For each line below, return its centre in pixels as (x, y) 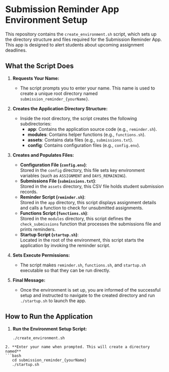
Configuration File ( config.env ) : (53, 165)
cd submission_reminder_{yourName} (49, 360)
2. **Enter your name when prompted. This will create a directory (78, 347)
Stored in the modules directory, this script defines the (76, 218)
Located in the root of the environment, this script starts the (82, 240)
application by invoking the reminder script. (65, 245)
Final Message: (29, 280)
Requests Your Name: (36, 78)
